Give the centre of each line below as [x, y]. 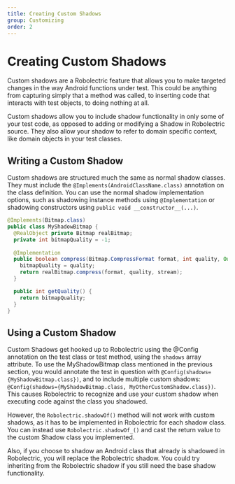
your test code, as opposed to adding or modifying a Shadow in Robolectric [116, 124]
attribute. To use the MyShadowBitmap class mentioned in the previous [110, 364]
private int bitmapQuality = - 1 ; [62, 240]
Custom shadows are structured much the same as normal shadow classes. [116, 178]
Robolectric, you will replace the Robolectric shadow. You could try [104, 458]
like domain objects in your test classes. [65, 139]
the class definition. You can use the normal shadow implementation [106, 192]
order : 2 [20, 27]
